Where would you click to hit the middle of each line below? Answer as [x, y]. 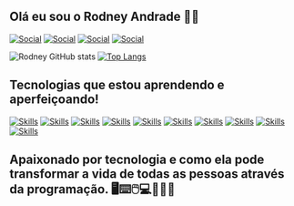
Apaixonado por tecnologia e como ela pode [137, 160]
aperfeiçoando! [54, 100]
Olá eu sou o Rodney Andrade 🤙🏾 [105, 17]
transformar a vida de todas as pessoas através [147, 174]
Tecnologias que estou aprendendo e [117, 85]
